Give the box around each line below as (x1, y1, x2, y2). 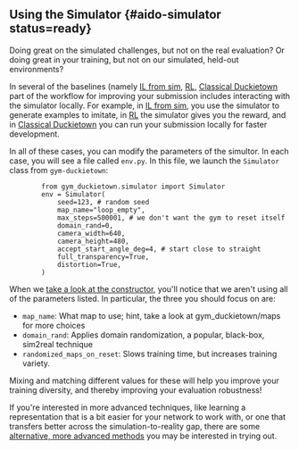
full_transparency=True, (56, 252, 150, 262)
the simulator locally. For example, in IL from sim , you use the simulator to (9, 100, 279, 111)
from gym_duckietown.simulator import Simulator (41, 182, 226, 191)
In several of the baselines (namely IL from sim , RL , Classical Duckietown (9, 80, 278, 92)
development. (9, 129, 60, 139)
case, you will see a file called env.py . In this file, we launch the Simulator (9, 155, 279, 166)
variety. (21, 357, 51, 369)
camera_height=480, (56, 237, 129, 246)
